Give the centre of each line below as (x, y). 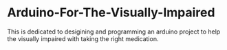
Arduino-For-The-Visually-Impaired (111, 13)
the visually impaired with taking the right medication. (83, 38)
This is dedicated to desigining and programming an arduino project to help (114, 32)
